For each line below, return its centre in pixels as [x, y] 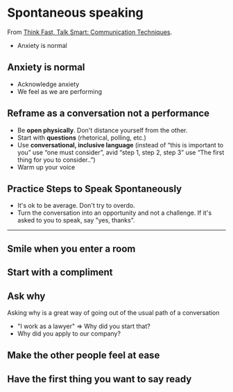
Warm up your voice [46, 167]
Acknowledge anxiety [48, 84]
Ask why [26, 296]
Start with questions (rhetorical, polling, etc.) [82, 138]
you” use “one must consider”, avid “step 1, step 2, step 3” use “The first [121, 152]
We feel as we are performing [60, 91]
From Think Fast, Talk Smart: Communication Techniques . [90, 32]
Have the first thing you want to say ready [100, 379]
